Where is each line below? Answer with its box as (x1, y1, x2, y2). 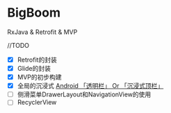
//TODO (7, 41, 30, 49)
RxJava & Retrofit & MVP (7, 28, 78, 36)
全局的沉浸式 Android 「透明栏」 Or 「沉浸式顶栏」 (17, 82, 164, 90)
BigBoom (7, 5, 61, 21)
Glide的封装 (17, 64, 51, 72)
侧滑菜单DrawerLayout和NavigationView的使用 (17, 90, 152, 98)
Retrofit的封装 (17, 55, 57, 64)
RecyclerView (17, 98, 57, 107)
